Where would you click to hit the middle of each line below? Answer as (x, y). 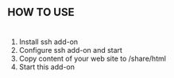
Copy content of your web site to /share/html (92, 59)
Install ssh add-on (48, 42)
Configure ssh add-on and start (70, 50)
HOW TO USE (41, 12)
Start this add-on (46, 67)
